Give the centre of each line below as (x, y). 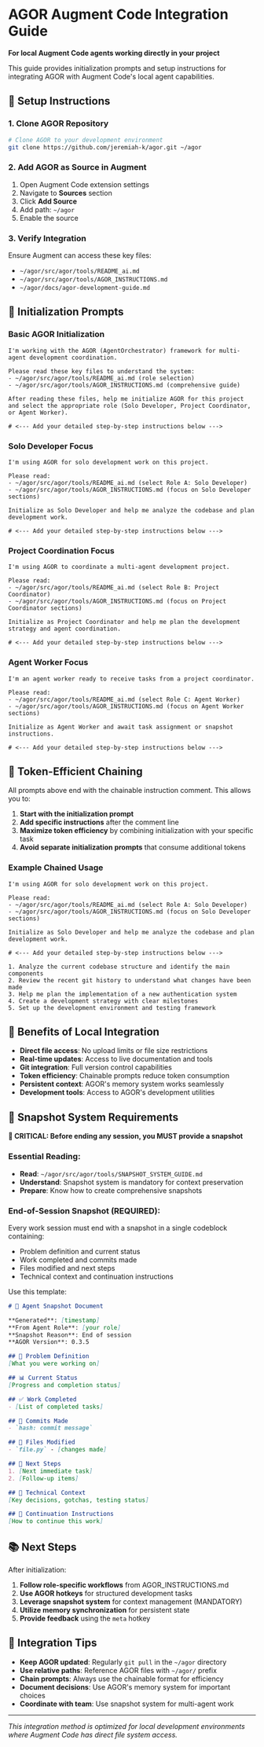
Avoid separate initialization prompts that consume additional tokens (132, 847)
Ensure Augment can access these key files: (80, 255)
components (26, 973)
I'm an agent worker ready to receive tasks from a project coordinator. (132, 679)
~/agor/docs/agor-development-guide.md (85, 288)
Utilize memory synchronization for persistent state (104, 1609)
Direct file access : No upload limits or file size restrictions (114, 1051)
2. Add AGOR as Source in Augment (77, 167)
